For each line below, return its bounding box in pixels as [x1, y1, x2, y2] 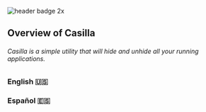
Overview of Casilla [7, 27, 96, 39]
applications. [7, 54, 46, 63]
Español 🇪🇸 [7, 96, 51, 106]
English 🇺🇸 [7, 77, 48, 86]
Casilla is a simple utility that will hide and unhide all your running [7, 47, 200, 55]
